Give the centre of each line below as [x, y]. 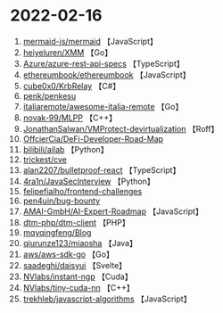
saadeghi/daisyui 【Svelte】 [75, 265]
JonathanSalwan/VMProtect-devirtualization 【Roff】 [121, 128]
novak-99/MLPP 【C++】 [70, 118]
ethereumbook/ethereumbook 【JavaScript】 [107, 74]
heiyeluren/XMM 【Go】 [68, 52]
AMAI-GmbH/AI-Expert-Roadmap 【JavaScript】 [113, 211]
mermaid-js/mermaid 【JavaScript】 [91, 41]
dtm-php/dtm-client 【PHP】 [76, 222]
